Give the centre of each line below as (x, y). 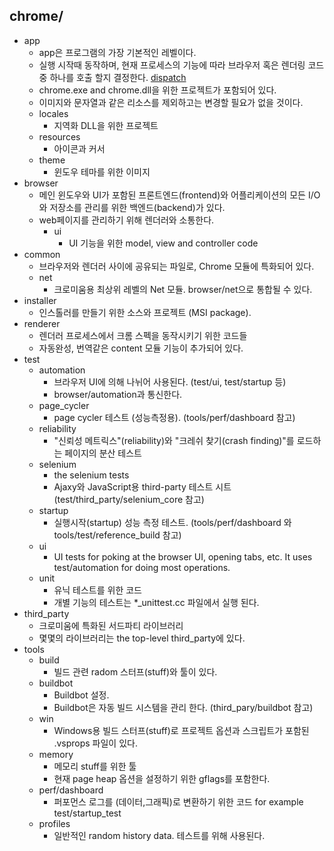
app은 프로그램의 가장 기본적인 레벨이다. (117, 52)
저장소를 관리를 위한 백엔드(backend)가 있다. (137, 207)
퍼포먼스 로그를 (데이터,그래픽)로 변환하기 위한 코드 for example (178, 801)
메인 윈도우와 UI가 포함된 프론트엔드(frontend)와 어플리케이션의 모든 (172, 195)
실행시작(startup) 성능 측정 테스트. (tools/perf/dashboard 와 (172, 522)
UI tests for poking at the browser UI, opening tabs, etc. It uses (183, 556)
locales (53, 113)
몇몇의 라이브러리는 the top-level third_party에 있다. (142, 638)
